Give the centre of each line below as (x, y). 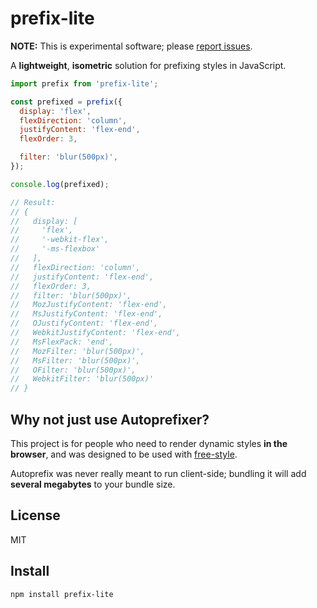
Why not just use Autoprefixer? (110, 419)
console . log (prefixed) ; (60, 184)
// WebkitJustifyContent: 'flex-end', (96, 333)
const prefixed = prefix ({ (66, 102)
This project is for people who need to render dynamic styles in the (149, 443)
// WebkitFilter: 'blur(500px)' (82, 379)
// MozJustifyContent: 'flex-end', (89, 305)
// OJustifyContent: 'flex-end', (84, 323)
